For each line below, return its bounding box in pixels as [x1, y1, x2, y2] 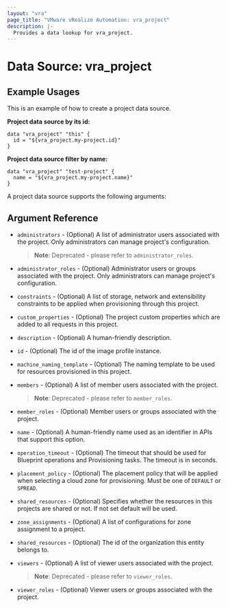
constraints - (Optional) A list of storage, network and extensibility [16, 293, 206, 301]
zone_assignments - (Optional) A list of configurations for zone [16, 518, 192, 526]
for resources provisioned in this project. [16, 368, 132, 376]
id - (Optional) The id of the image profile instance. [16, 347, 162, 355]
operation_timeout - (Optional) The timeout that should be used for [16, 449, 207, 457]
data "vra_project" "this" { [7, 131, 90, 138]
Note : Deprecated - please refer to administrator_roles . [34, 251, 194, 260]
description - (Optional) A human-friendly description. [16, 334, 172, 342]
